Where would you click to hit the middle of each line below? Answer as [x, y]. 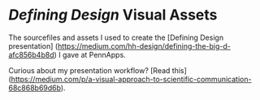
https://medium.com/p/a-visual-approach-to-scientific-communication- [131, 79]
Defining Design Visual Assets [113, 15]
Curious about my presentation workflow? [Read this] [97, 70]
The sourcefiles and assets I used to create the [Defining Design [116, 37]
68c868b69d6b [35, 88]
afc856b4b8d [31, 54]
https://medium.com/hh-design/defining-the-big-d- [144, 46]
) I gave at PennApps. [90, 54]
